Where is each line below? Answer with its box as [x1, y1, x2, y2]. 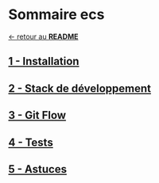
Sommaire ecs [8, 6, 105, 24]
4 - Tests [8, 135, 53, 149]
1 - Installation [8, 55, 79, 68]
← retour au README [8, 32, 79, 41]
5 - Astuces [8, 162, 68, 176]
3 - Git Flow [8, 109, 66, 122]
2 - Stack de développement [8, 82, 152, 95]
